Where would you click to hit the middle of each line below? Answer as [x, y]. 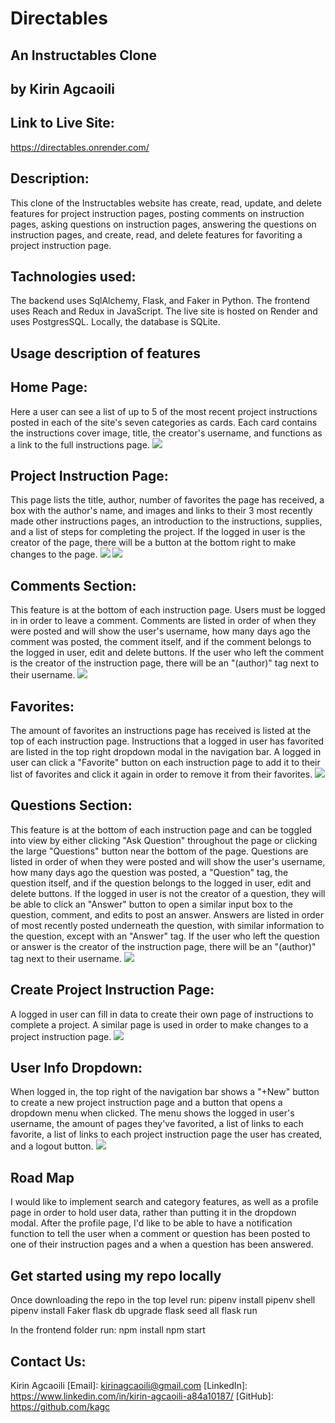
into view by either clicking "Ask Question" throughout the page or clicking [164, 840]
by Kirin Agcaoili [62, 88]
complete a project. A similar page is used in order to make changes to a [159, 1024]
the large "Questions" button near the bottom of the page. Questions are [159, 851]
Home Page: [49, 387]
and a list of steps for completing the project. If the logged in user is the [158, 532]
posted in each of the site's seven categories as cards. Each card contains [164, 422]
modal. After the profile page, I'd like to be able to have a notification [151, 1223]
